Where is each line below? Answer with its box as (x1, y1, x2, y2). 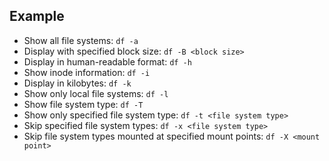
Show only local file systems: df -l (23, 87, 169, 99)
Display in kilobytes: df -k (23, 77, 132, 89)
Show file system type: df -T (23, 98, 144, 110)
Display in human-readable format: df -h (23, 55, 192, 68)
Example (9, 8, 65, 25)
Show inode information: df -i (23, 66, 151, 78)
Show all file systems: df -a (23, 34, 139, 46)
